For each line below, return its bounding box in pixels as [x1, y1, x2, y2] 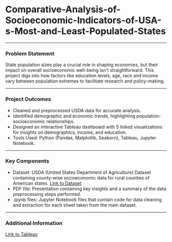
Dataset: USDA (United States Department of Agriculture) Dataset [12, 169, 151, 175]
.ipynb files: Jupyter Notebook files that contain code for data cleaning [12, 196, 162, 203]
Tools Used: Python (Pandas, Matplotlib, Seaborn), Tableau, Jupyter [12, 134, 157, 140]
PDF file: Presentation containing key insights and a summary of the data [12, 186, 166, 192]
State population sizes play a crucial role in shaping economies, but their [5, 62, 159, 68]
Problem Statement [5, 50, 55, 57]
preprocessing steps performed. [12, 191, 81, 197]
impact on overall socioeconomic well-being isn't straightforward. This [5, 67, 154, 73]
